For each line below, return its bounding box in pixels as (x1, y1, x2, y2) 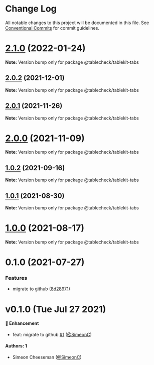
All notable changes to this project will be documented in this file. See (5, 20, 149, 26)
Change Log (5, 3, 57, 15)
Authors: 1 (5, 343, 28, 349)
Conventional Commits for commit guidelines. (5, 25, 99, 31)
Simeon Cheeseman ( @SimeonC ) (12, 354, 82, 360)
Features (5, 275, 28, 282)
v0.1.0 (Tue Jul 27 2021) (5, 303, 106, 315)
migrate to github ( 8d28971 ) (12, 286, 70, 292)
